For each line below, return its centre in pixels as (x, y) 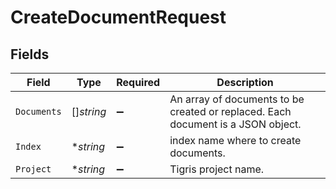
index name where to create (235, 140)
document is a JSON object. (235, 124)
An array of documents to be (237, 99)
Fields (30, 54)
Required (138, 82)
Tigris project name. (217, 169)
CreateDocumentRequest (118, 17)
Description (245, 82)
